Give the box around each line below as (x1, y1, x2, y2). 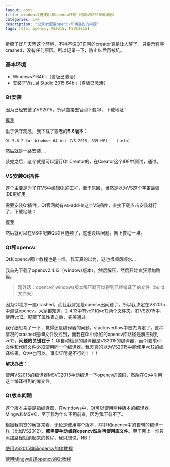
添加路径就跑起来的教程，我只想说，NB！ (5, 435, 92, 441)
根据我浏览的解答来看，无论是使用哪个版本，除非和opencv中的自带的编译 (5, 422, 159, 428)
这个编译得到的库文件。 (5, 378, 54, 384)
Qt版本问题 (5, 392, 32, 399)
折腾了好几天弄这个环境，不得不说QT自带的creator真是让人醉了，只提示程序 (5, 41, 164, 47)
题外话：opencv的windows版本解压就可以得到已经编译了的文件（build (17, 284, 165, 290)
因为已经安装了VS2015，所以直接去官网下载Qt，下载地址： (5, 106, 128, 112)
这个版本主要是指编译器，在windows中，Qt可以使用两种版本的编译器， (5, 405, 153, 411)
